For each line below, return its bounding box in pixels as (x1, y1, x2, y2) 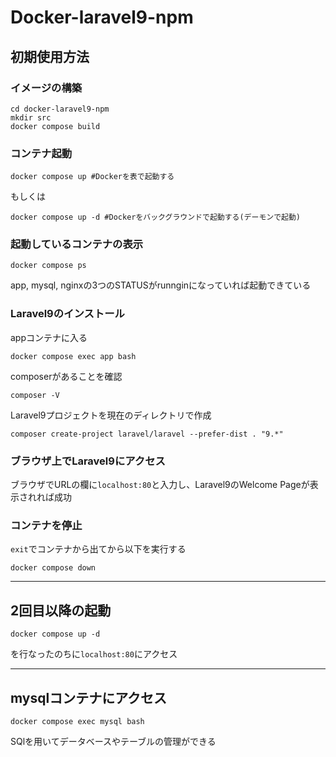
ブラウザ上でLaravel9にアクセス (10, 454, 166, 468)
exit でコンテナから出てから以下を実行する (10, 543, 187, 555)
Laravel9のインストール (10, 307, 125, 321)
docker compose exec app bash (10, 351, 137, 361)
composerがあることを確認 (10, 370, 123, 382)
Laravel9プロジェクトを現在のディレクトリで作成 (10, 409, 212, 421)
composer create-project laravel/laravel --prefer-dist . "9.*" (10, 429, 284, 439)
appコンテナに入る (10, 331, 88, 343)
